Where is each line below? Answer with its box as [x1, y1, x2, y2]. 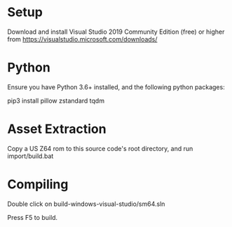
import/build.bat [7, 152, 54, 160]
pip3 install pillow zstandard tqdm [7, 96, 105, 105]
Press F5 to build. [7, 213, 58, 221]
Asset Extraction [7, 121, 107, 137]
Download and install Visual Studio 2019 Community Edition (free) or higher [7, 27, 225, 36]
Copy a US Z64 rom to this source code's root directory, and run [7, 144, 193, 153]
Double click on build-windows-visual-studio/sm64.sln [7, 200, 165, 208]
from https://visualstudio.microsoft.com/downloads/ [7, 34, 158, 43]
